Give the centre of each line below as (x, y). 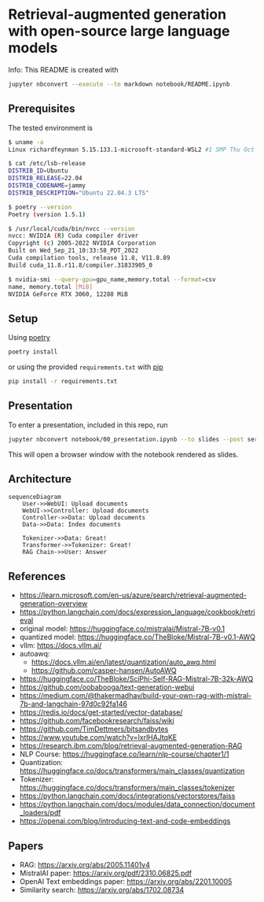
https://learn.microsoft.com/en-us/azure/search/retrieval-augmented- (133, 595)
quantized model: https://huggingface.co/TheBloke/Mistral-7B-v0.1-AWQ (137, 637)
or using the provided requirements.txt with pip (86, 367)
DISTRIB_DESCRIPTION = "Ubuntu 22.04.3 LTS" (79, 193)
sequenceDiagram (35, 497)
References (37, 576)
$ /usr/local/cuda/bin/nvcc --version (71, 229)
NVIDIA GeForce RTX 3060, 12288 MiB (68, 294)
